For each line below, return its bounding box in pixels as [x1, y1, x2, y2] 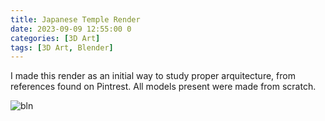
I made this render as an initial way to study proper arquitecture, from [10, 70, 296, 82]
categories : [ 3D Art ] [10, 33, 101, 43]
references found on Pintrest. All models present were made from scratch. [10, 81, 317, 93]
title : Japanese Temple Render [10, 14, 141, 25]
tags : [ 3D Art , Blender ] [10, 42, 114, 53]
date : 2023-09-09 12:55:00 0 [10, 24, 132, 34]
